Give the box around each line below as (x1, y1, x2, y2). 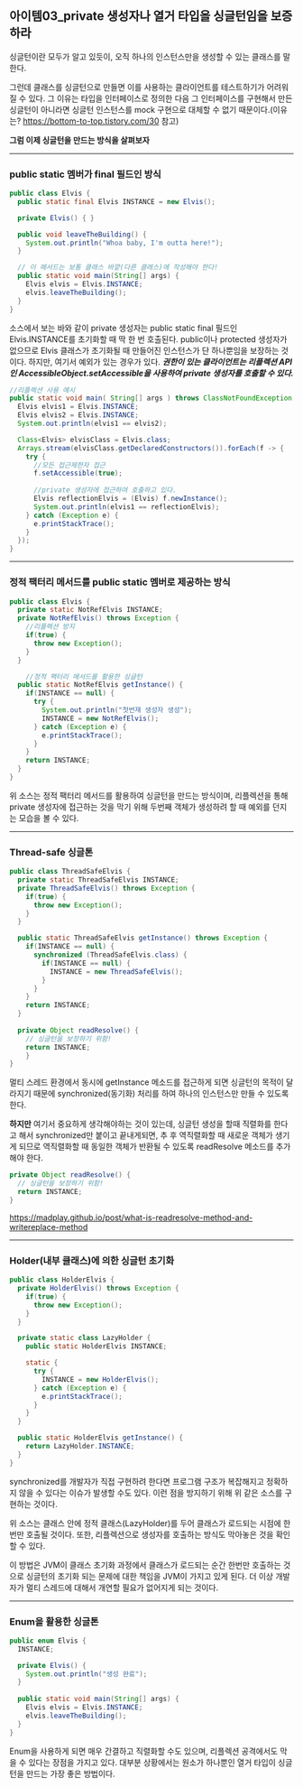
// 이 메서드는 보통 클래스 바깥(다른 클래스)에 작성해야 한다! (17, 263, 218, 273)
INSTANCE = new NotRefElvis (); (41, 714, 160, 723)
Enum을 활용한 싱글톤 (9, 1615, 99, 1627)
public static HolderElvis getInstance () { (17, 1433, 183, 1442)
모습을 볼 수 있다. (18, 812, 79, 823)
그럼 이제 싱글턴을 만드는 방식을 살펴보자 (9, 134, 151, 145)
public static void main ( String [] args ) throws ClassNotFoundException (9, 394, 293, 403)
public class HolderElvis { (9, 1275, 115, 1284)
